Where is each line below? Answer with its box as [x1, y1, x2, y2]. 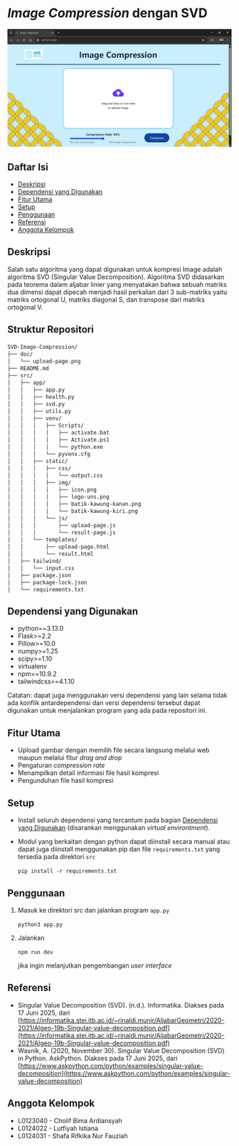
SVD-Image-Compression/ [7, 343, 78, 350]
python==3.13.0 [17, 624, 64, 633]
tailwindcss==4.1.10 [17, 677, 75, 686]
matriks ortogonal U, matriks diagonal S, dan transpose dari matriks [7, 295, 205, 304]
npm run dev [17, 948, 53, 955]
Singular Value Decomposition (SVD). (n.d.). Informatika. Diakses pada [17, 1000, 224, 1009]
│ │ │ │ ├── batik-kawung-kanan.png [7, 500, 142, 507]
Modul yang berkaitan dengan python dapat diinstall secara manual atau [17, 837, 230, 846]
